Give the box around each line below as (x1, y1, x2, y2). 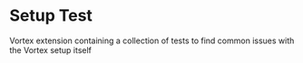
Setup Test (9, 5, 93, 26)
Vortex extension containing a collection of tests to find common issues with (9, 35, 295, 46)
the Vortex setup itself (9, 44, 93, 55)
